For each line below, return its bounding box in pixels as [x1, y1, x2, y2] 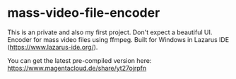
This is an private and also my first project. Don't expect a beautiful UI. [7, 28, 213, 36]
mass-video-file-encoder [7, 5, 160, 21]
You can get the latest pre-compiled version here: [7, 56, 152, 64]
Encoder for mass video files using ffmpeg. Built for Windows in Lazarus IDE [7, 35, 230, 43]
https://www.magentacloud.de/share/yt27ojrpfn [7, 64, 147, 72]
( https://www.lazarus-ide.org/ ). [7, 43, 98, 51]
